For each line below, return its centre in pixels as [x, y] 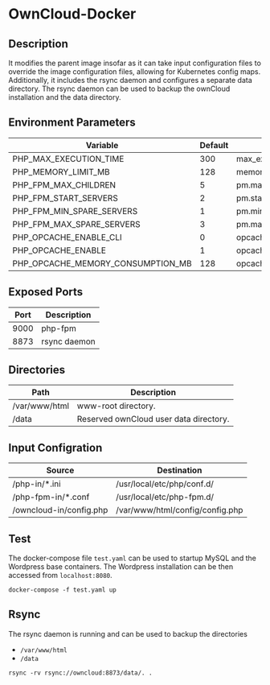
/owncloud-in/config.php [60, 510]
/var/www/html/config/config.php [180, 510]
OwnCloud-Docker [72, 14]
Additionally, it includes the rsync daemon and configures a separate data [131, 80]
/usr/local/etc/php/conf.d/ [165, 484]
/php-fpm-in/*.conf [51, 497]
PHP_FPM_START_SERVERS [65, 198]
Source [60, 470]
